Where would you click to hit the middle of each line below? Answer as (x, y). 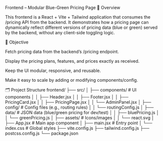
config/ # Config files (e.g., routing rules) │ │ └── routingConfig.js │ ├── (79, 107)
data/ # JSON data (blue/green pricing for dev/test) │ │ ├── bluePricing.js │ (82, 112)
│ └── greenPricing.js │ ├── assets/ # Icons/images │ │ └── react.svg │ (80, 118)
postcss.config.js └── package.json (42, 133)
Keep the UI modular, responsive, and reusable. (53, 70)
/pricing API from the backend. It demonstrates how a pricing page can (77, 22)
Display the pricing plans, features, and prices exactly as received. (72, 61)
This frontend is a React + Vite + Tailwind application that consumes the (78, 17)
